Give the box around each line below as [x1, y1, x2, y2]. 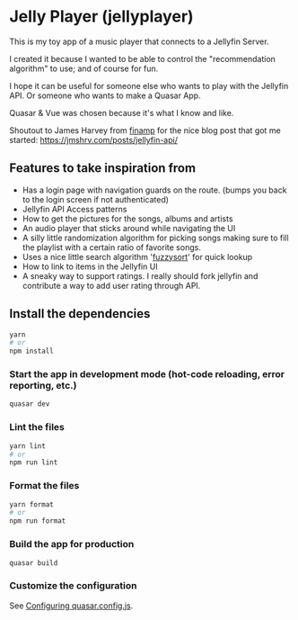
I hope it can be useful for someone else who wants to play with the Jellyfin [9, 80, 289, 91]
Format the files [9, 480, 80, 492]
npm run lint [9, 458, 58, 467]
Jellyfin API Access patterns [22, 203, 127, 214]
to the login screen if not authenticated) [22, 193, 169, 204]
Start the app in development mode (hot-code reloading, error [9, 368, 285, 381]
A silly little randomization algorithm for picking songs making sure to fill [22, 232, 289, 243]
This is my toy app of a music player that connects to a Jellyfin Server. [9, 36, 269, 47]
